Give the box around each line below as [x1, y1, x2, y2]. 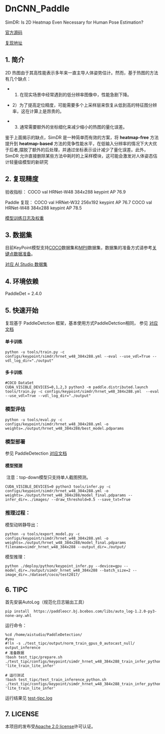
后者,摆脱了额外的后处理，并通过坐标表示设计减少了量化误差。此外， [9, 146, 149, 153]
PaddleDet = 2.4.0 [5, 291, 42, 297]
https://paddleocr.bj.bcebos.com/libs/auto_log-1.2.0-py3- [33, 609, 157, 614]
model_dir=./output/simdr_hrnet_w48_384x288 [5, 567, 98, 573]
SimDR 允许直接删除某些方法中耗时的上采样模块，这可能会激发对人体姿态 [5, 153, 153, 159]
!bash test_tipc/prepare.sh [5, 655, 63, 660]
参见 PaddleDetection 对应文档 [5, 450, 67, 456]
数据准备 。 [13, 251, 35, 257]
